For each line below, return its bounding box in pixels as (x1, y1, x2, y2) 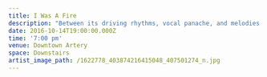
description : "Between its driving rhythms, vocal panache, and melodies (8, 19, 261, 27)
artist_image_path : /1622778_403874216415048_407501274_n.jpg (8, 57, 220, 65)
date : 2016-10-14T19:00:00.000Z (8, 26, 116, 34)
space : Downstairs (8, 49, 70, 57)
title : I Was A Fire (8, 11, 78, 20)
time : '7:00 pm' (8, 34, 63, 43)
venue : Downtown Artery (8, 42, 88, 50)
